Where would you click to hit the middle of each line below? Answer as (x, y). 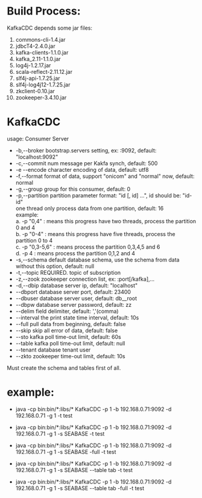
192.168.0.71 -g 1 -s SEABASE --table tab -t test (74, 470)
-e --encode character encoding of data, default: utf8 (82, 169)
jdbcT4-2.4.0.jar (36, 46)
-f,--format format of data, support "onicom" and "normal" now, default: (105, 176)
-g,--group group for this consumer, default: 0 (73, 189)
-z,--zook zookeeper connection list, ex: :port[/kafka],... (85, 279)
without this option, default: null (55, 266)
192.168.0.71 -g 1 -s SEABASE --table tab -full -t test (80, 488)
